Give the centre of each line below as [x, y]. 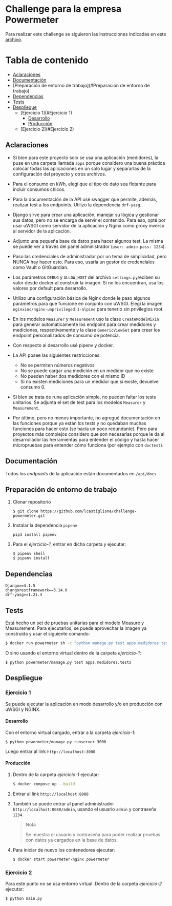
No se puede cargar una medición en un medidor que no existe [87, 371]
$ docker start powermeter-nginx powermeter [61, 859]
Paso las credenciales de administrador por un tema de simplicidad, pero [90, 256]
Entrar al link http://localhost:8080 [50, 794]
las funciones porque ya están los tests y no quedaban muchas [80, 423]
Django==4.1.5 [20, 586]
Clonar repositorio [32, 502]
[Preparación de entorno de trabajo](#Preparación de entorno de [81, 85]
